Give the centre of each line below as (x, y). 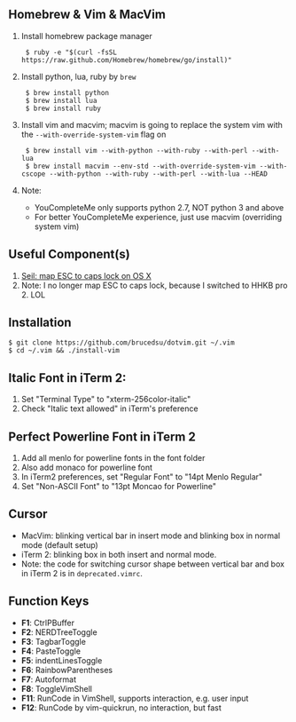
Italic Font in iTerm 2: (67, 378)
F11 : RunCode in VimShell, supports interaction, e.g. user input (135, 698)
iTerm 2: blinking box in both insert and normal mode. (119, 554)
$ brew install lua (61, 100)
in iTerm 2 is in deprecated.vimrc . (82, 573)
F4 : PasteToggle (51, 651)
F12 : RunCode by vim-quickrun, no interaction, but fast (121, 707)
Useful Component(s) (69, 254)
